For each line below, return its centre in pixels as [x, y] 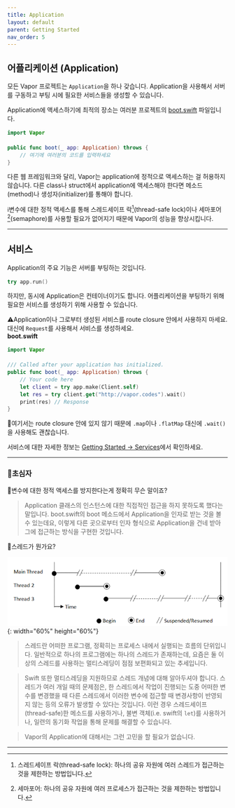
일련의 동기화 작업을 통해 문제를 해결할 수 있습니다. [103, 722]
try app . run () [28, 282]
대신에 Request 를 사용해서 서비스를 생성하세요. [71, 328]
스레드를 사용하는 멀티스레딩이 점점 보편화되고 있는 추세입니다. [122, 663]
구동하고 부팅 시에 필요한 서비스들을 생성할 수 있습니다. [89, 95]
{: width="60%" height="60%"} [53, 631]
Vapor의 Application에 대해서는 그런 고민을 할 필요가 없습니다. [110, 736]
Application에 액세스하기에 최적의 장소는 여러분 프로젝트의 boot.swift [102, 110]
